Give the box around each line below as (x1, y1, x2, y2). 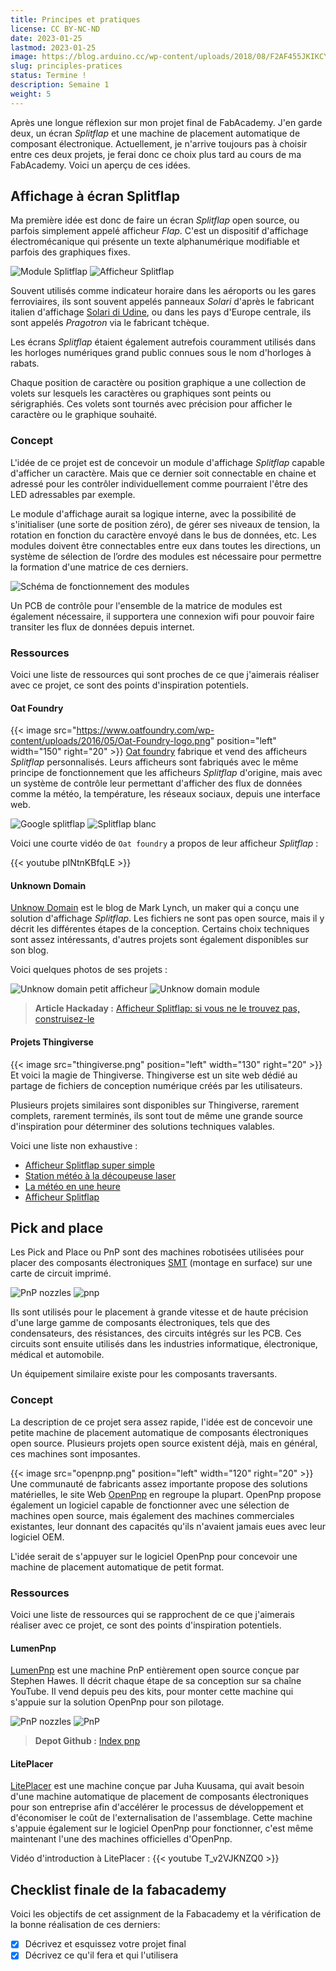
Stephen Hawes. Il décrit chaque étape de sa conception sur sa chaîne (10, 1675, 302, 1687)
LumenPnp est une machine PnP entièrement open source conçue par (10, 1664, 300, 1676)
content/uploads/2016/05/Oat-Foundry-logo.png (10, 735, 211, 747)
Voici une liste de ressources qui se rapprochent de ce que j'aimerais (10, 1609, 295, 1621)
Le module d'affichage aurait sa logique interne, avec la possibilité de (10, 507, 297, 520)
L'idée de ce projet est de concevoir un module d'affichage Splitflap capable (10, 456, 325, 468)
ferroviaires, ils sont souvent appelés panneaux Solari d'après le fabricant (10, 296, 315, 308)
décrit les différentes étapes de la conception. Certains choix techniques (10, 923, 310, 935)
